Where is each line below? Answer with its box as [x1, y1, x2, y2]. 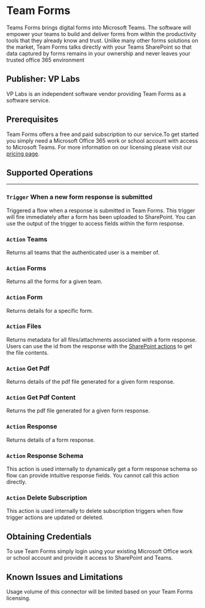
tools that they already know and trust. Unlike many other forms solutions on [6, 37, 198, 44]
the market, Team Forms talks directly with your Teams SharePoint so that [6, 43, 192, 51]
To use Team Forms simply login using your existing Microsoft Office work [6, 548, 193, 555]
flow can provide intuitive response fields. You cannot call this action [6, 472, 179, 479]
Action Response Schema [6, 451, 84, 460]
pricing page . [6, 150, 40, 157]
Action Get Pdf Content [6, 393, 76, 402]
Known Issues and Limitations [6, 571, 123, 582]
